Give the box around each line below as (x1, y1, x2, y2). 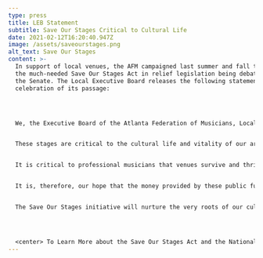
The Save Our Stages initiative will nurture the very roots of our (15, 203, 243, 211)
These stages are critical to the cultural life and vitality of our (15, 140, 247, 148)
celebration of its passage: (15, 84, 110, 93)
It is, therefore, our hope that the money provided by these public (15, 182, 247, 191)
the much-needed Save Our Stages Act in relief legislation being (15, 70, 236, 78)
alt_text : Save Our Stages (8, 48, 96, 56)
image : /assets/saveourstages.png (8, 41, 121, 49)
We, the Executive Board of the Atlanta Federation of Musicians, (15, 119, 236, 127)
